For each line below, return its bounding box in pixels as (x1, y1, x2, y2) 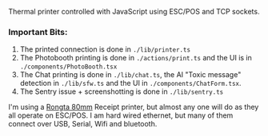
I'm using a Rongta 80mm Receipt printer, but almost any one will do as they (8, 103, 259, 112)
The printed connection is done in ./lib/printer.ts (19, 45, 190, 54)
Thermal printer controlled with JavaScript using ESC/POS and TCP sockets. (8, 7, 260, 16)
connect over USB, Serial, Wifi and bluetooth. (8, 119, 158, 129)
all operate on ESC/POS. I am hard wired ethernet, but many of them (8, 111, 234, 120)
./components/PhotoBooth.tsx (19, 63, 118, 71)
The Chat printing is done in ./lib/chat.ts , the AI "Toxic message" (19, 70, 242, 80)
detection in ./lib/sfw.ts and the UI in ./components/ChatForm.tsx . (19, 79, 242, 88)
